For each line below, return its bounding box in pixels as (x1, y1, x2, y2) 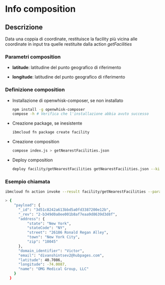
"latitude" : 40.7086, (18, 258, 63, 262)
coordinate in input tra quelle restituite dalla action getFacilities (5, 41, 132, 47)
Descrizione (5, 23, 43, 31)
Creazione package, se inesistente (12, 120, 82, 126)
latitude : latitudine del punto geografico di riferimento (12, 65, 121, 71)
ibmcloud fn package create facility (12, 130, 90, 135)
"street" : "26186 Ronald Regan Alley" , (27, 230, 109, 235)
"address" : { (18, 216, 45, 221)
